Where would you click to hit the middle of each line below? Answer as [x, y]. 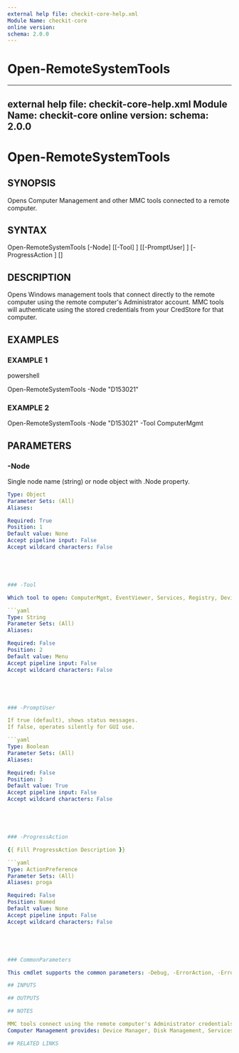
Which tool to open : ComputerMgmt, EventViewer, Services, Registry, [113, 598]
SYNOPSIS [32, 183]
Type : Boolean [28, 747]
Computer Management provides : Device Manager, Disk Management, [106, 1030]
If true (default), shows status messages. [73, 720]
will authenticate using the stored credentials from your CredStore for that [116, 310]
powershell [23, 375]
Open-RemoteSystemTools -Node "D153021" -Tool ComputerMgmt [106, 423]
